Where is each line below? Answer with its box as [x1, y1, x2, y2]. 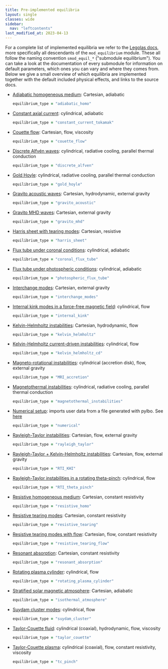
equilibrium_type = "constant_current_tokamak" [12, 120, 114, 125]
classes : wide [5, 17, 35, 22]
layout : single [5, 12, 37, 17]
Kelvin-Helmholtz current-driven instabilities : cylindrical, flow [12, 341, 139, 347]
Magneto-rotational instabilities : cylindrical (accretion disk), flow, [12, 360, 146, 366]
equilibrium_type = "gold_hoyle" [12, 182, 83, 187]
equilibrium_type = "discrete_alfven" [12, 163, 94, 168]
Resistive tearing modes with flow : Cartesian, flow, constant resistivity [12, 531, 157, 538]
